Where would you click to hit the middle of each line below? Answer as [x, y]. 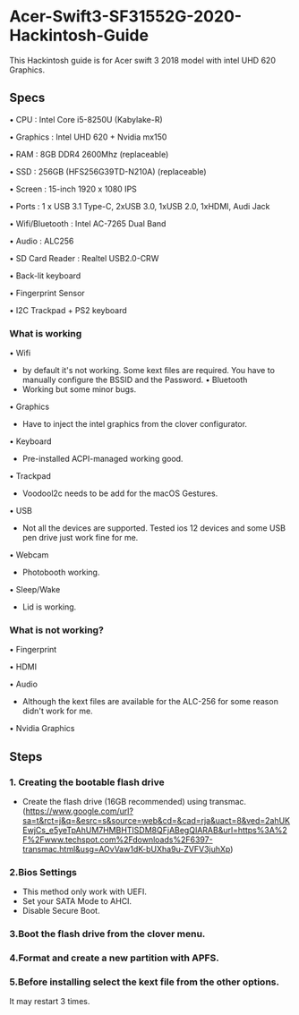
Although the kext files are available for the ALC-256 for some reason [150, 702]
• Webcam [29, 555]
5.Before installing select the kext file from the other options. [145, 982]
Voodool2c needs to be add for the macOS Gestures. [120, 493]
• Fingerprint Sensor [47, 293]
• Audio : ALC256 [42, 241]
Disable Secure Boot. [61, 911]
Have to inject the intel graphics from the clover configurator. [135, 424]
